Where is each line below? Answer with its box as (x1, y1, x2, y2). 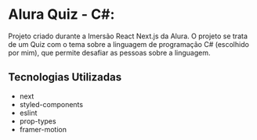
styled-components (19, 99, 84, 109)
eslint (19, 108, 38, 117)
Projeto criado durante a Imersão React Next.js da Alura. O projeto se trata (8, 31, 248, 41)
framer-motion (19, 124, 67, 134)
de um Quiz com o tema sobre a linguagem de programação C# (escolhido (8, 39, 249, 48)
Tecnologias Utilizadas (8, 70, 122, 84)
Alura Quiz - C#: (8, 5, 115, 23)
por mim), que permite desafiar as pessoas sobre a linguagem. (8, 48, 211, 57)
